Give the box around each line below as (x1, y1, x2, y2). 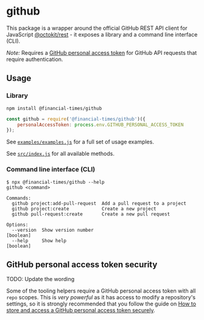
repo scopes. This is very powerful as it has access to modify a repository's (6, 294, 196, 301)
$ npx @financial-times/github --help (6, 179, 105, 185)
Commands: (6, 195, 32, 201)
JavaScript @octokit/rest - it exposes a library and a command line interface (6, 30, 198, 38)
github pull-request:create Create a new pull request (12, 211, 171, 217)
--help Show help (12, 237, 67, 244)
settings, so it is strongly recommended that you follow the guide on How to (6, 300, 197, 308)
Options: (6, 221, 29, 228)
